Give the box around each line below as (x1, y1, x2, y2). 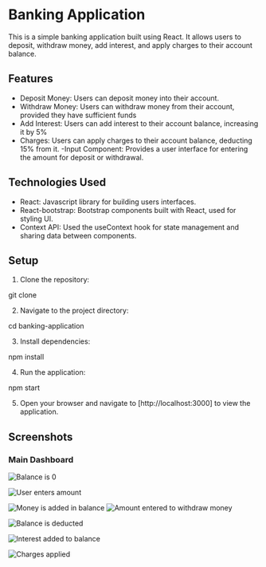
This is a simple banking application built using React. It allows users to (8, 32, 241, 41)
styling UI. (19, 214, 53, 223)
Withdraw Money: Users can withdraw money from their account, (19, 101, 235, 111)
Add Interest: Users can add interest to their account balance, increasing (19, 118, 259, 128)
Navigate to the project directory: (19, 305, 129, 316)
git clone (8, 290, 37, 300)
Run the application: (19, 368, 86, 377)
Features (8, 72, 53, 85)
